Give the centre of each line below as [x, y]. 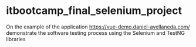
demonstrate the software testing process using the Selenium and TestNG [95, 32]
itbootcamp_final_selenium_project [94, 11]
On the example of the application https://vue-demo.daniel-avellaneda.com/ [98, 27]
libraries [16, 39]
